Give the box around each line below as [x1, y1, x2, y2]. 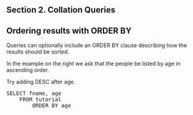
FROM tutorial [19, 96, 62, 103]
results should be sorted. [6, 48, 69, 55]
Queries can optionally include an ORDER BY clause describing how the [6, 42, 187, 49]
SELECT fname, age [6, 90, 62, 97]
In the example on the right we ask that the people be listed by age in [6, 60, 181, 68]
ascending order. [6, 66, 50, 74]
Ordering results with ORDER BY [6, 26, 132, 36]
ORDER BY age [32, 102, 72, 109]
